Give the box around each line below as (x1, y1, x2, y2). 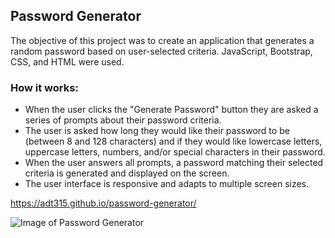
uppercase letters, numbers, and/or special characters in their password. (24, 146, 326, 158)
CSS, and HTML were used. (10, 55, 125, 68)
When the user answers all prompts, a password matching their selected (24, 157, 324, 169)
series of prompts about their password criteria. (24, 114, 222, 126)
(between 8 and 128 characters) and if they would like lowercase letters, (24, 135, 323, 148)
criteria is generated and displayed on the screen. (24, 167, 230, 179)
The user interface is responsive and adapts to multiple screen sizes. (24, 178, 310, 190)
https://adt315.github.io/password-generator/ (10, 197, 197, 209)
